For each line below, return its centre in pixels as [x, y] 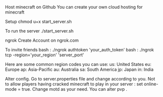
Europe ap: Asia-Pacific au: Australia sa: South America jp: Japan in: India [79, 69]
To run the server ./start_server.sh [39, 31]
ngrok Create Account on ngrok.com [42, 40]
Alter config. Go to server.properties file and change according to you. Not [80, 79]
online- [151, 84]
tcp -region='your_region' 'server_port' [45, 55]
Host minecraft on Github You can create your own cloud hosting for [74, 7]
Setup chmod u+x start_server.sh [38, 22]
